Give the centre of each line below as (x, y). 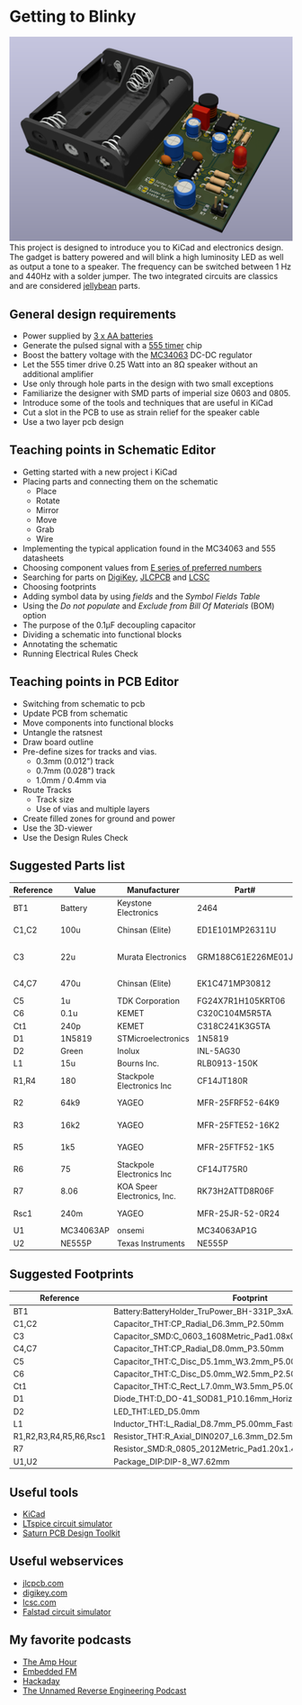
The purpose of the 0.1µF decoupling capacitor (109, 625)
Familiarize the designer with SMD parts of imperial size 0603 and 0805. (156, 392)
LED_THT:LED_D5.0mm (157, 1412)
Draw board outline (58, 742)
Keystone (134, 903)
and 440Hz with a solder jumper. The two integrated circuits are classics (144, 276)
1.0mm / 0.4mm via (71, 780)
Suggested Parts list (67, 866)
